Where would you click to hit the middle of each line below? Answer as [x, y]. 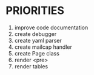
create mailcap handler [43, 47]
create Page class [37, 53]
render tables [31, 66]
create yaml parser [38, 40]
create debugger [35, 34]
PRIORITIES [35, 11]
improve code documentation [51, 27]
